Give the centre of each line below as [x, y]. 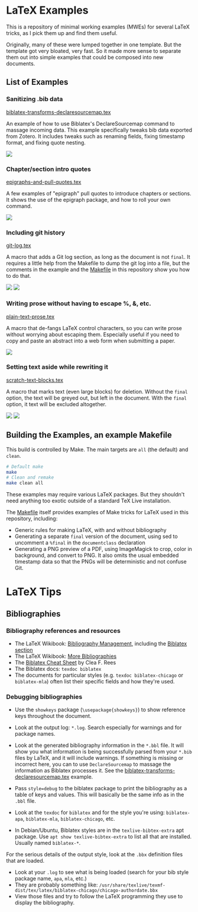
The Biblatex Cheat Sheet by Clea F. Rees [65, 662]
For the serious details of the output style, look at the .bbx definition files [95, 854]
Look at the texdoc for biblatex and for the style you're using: [90, 813]
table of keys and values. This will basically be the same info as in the [99, 795]
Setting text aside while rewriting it [57, 367]
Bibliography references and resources [64, 631]
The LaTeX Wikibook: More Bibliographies [66, 656]
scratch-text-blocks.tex [35, 380]
